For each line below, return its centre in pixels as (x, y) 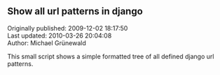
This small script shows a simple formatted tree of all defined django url (111, 56)
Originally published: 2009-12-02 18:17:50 (68, 28)
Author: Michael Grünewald (47, 43)
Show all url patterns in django (75, 11)
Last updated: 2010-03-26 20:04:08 (60, 35)
